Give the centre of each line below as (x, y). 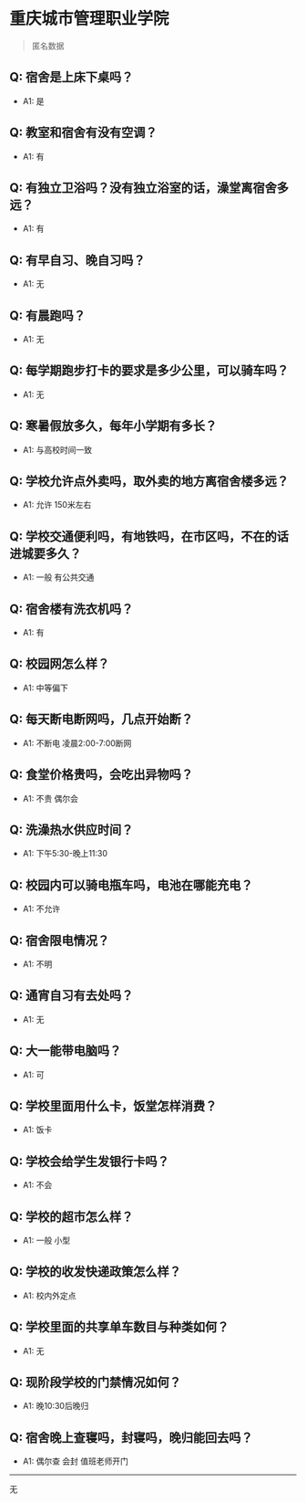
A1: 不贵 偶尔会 (51, 798)
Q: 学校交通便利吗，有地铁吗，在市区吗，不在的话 (149, 536)
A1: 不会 (37, 1185)
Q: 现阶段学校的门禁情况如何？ (96, 1383)
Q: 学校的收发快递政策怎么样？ (96, 1272)
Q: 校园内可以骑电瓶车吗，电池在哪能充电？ (131, 885)
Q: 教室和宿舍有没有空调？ (83, 133)
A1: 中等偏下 (45, 688)
